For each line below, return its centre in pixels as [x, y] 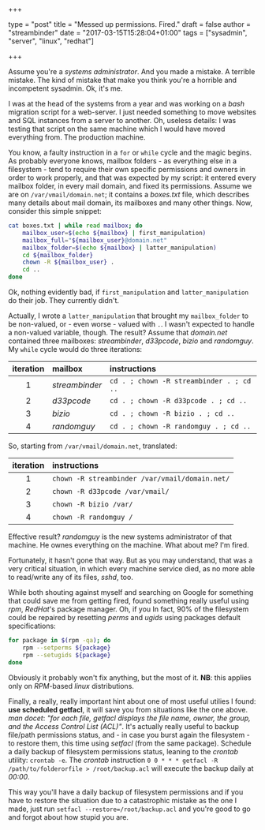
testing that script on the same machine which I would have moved [117, 129]
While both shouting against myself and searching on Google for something [131, 592]
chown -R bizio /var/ [93, 505]
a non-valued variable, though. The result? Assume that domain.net [118, 333]
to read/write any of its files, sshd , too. [71, 577]
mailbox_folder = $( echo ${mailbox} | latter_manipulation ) [119, 248]
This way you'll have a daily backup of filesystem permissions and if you [126, 792]
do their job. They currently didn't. [64, 300]
